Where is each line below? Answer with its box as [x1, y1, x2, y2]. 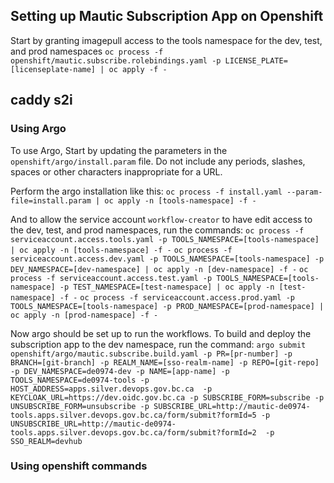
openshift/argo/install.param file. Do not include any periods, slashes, [10, 155, 306, 167]
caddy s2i [10, 92, 73, 109]
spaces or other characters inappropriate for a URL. [10, 165, 223, 178]
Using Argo [10, 122, 67, 136]
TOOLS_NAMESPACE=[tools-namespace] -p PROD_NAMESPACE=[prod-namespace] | [10, 301, 325, 311]
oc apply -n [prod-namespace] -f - [10, 310, 159, 320]
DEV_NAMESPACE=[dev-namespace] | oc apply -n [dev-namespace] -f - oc [10, 264, 309, 274]
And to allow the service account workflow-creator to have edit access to [10, 213, 313, 225]
